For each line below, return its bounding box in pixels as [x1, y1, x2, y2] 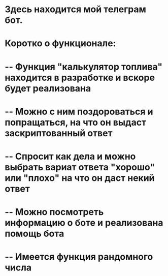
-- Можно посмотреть [5, 206, 104, 218]
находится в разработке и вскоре [5, 72, 155, 83]
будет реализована [5, 82, 91, 94]
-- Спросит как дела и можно [5, 150, 136, 162]
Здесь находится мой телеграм [5, 4, 147, 15]
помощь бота [5, 228, 64, 239]
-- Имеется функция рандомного [5, 251, 153, 263]
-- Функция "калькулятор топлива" [5, 61, 163, 72]
